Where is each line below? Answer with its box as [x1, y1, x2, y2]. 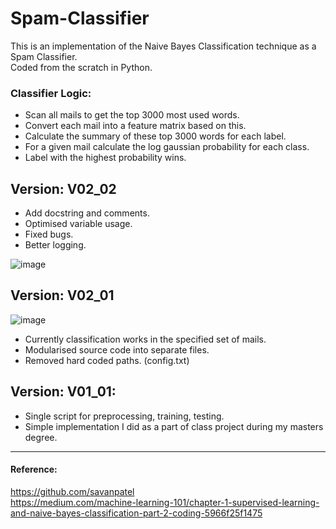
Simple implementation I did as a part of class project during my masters [24, 420, 324, 432]
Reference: [10, 463, 58, 476]
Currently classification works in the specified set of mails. [24, 333, 267, 345]
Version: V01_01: [10, 383, 117, 401]
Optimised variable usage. [24, 218, 133, 230]
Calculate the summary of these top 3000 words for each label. [24, 130, 287, 142]
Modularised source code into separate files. [24, 343, 210, 356]
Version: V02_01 [10, 287, 115, 304]
